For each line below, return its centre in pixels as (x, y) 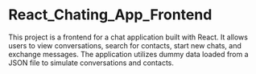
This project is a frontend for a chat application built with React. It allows (128, 37)
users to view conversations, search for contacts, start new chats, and (125, 45)
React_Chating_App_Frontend (110, 15)
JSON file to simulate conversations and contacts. (91, 63)
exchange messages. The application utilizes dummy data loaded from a (128, 54)
